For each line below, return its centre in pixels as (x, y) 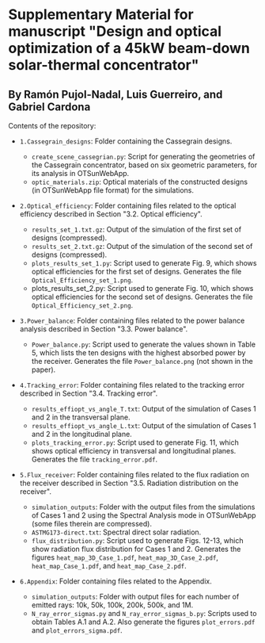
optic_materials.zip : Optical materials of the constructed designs (139, 182)
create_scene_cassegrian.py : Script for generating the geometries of (143, 157)
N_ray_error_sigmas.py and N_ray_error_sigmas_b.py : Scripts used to (144, 613)
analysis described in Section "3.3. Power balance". (104, 329)
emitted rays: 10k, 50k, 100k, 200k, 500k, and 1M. (112, 605)
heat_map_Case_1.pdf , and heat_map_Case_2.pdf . (109, 566)
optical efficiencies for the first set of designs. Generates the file (136, 272)
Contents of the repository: (52, 126)
